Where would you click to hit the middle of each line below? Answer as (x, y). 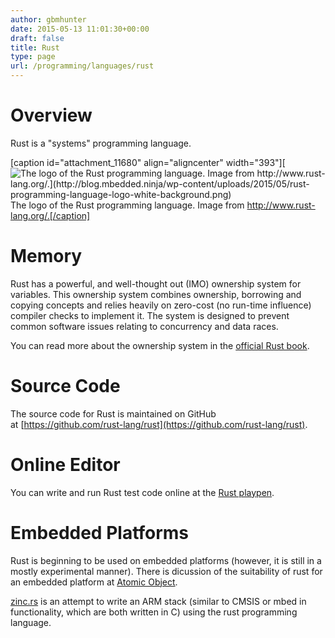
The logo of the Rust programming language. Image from (127, 205)
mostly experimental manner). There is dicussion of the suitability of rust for (166, 571)
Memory (46, 256)
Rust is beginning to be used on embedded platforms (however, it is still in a (166, 560)
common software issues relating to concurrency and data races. (144, 326)
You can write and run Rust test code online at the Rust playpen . (142, 492)
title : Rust (35, 47)
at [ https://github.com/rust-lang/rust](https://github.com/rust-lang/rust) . (159, 424)
